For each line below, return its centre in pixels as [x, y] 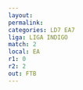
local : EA [24, 52]
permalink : [26, 23]
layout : [21, 15]
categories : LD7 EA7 [42, 30]
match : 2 [22, 45]
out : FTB [22, 74]
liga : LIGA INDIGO [38, 37]
